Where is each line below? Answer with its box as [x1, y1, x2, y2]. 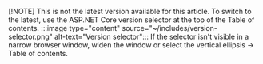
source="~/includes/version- [122, 24, 218, 32]
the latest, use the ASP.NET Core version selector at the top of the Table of [8, 15, 255, 24]
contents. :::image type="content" [8, 24, 121, 32]
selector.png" [8, 32, 54, 41]
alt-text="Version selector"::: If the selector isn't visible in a [54, 32, 249, 41]
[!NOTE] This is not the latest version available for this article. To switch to [8, 7, 252, 16]
